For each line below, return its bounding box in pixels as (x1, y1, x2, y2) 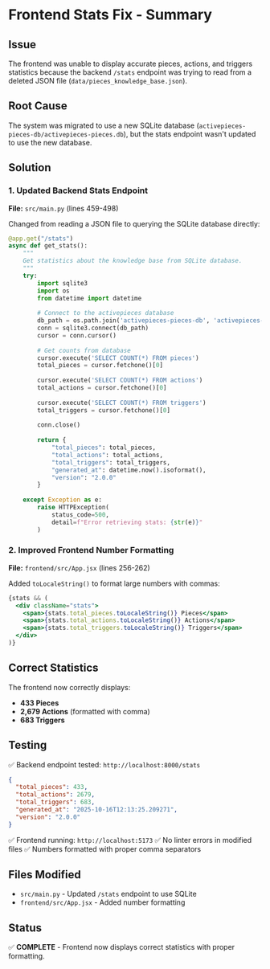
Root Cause (8, 99, 68, 113)
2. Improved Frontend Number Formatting (8, 545, 174, 556)
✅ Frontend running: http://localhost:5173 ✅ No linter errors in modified (8, 835, 252, 844)
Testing (8, 738, 47, 752)
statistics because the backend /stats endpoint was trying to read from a (8, 67, 252, 77)
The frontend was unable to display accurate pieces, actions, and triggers (8, 59, 253, 68)
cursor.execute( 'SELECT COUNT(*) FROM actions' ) (37, 376, 203, 385)
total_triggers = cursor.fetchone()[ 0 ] (37, 406, 171, 415)
